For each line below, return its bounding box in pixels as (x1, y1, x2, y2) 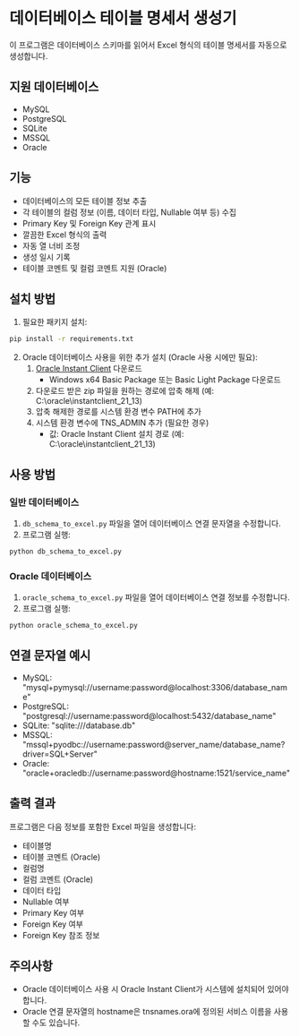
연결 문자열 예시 (9, 648, 91, 664)
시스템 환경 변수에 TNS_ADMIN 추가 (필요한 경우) (35, 417, 209, 428)
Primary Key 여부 (21, 907, 85, 918)
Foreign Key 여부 (21, 919, 83, 929)
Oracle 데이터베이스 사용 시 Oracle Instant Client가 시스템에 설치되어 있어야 (21, 984, 289, 995)
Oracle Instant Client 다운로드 (35, 364, 143, 374)
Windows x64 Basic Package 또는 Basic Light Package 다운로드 (48, 374, 282, 385)
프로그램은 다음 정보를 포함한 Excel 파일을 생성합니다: (9, 821, 197, 832)
